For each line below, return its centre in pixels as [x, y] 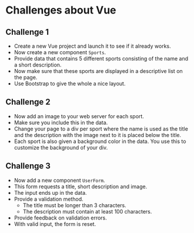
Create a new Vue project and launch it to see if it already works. [92, 46]
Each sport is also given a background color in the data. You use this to [100, 141]
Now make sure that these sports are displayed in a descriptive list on [98, 71]
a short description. [38, 65]
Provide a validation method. [48, 199]
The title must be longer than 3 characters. [75, 205]
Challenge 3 [28, 166]
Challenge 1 [27, 32]
